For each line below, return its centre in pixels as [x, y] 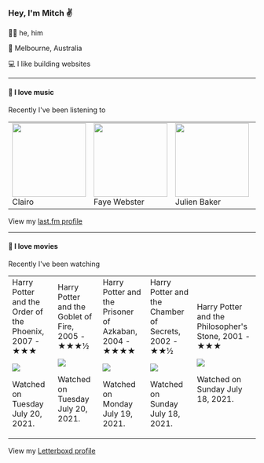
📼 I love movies [33, 246]
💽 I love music [31, 92]
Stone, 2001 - [224, 336]
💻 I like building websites [49, 64]
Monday [118, 403]
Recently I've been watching [54, 264]
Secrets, [165, 331]
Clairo [23, 202]
